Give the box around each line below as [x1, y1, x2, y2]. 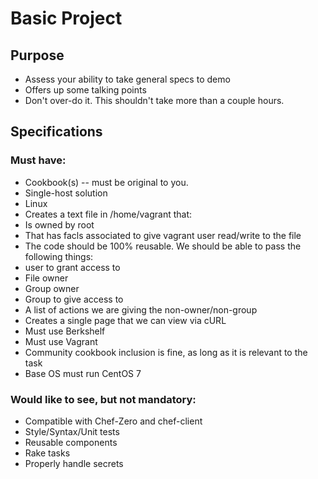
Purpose [10, 47, 65, 64]
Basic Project [10, 7, 123, 30]
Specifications [10, 123, 103, 141]
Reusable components [24, 436, 118, 448]
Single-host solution [24, 187, 108, 199]
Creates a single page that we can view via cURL [24, 314, 227, 326]
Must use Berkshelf [24, 325, 106, 337]
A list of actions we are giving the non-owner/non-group [24, 303, 258, 316]
